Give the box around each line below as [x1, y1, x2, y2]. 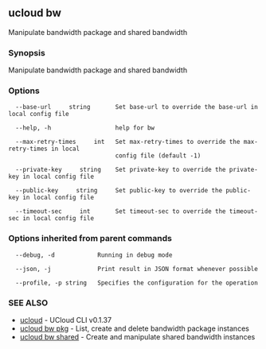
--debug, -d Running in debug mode [15, 250, 173, 259]
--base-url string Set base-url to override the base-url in [15, 103, 259, 111]
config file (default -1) [115, 152, 201, 160]
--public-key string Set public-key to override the [15, 187, 223, 195]
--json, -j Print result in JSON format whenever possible [15, 265, 259, 273]
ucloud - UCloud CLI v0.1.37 [19, 316, 112, 324]
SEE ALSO [8, 297, 49, 308]
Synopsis [8, 47, 45, 58]
